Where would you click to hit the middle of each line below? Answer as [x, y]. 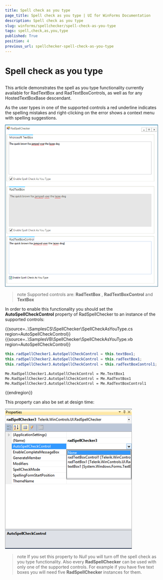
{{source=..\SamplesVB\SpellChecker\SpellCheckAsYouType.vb [69, 339]
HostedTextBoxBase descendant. [38, 98]
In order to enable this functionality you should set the [59, 309]
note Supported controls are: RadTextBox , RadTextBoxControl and [85, 294]
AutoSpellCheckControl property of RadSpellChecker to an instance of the [80, 314]
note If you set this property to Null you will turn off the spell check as [87, 557]
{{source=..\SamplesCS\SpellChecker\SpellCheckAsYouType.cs [69, 329]
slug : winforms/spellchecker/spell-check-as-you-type [61, 26]
